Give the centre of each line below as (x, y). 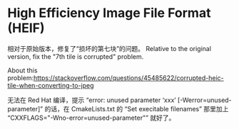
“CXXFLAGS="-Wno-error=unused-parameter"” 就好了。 (91, 118)
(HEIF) (26, 28)
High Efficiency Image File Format (109, 13)
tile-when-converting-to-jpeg (51, 85)
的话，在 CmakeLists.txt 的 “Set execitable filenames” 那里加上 (137, 108)
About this (22, 70)
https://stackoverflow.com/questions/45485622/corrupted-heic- (128, 78)
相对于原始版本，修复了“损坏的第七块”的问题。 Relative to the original (110, 48)
